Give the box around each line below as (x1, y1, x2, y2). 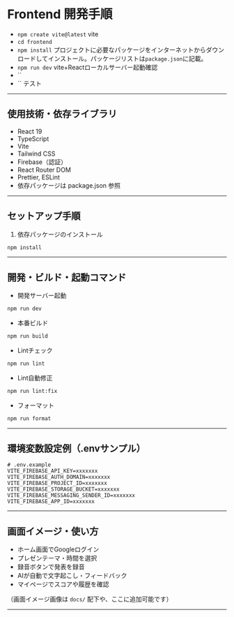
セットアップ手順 (7, 210, 81, 222)
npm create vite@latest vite (17, 29, 99, 38)
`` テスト (17, 79, 42, 87)
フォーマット (17, 401, 54, 409)
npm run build (7, 333, 49, 340)
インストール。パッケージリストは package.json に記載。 (47, 54, 208, 63)
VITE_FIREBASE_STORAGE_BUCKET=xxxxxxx (7, 486, 120, 493)
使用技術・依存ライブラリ (7, 108, 117, 120)
